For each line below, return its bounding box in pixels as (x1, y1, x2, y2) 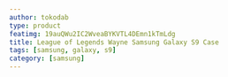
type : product (9, 21, 62, 30)
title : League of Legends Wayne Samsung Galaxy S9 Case (9, 37, 219, 47)
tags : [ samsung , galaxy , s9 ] (9, 46, 117, 55)
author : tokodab (9, 12, 69, 22)
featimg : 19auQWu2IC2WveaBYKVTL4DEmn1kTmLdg (9, 29, 176, 38)
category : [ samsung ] (9, 54, 86, 63)
